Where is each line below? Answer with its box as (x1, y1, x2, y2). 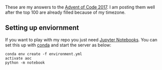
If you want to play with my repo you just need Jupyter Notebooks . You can (5, 36, 158, 42)
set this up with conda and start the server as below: (5, 42, 111, 48)
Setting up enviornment (5, 24, 80, 32)
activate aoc (5, 56, 32, 61)
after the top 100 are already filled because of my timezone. (5, 9, 126, 15)
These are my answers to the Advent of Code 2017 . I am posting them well (5, 4, 156, 10)
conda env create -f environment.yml (5, 51, 82, 56)
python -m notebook (5, 60, 45, 65)
